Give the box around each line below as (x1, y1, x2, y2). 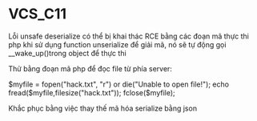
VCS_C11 (8, 5, 66, 23)
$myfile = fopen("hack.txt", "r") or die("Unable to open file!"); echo (8, 79, 230, 89)
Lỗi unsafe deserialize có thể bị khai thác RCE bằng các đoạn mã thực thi (8, 31, 250, 41)
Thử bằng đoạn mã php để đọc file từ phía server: (8, 63, 172, 73)
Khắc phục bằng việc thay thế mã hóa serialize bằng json (8, 103, 198, 113)
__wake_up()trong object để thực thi (8, 48, 126, 58)
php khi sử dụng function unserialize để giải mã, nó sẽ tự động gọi (8, 39, 227, 49)
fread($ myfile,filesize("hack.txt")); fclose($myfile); (8, 87, 176, 97)
